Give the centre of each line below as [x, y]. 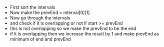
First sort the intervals [32, 7]
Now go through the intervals [40, 18]
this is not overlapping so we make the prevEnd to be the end [73, 28]
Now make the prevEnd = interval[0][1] [50, 12]
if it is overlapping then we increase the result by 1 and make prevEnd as [84, 34]
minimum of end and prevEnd [40, 39]
